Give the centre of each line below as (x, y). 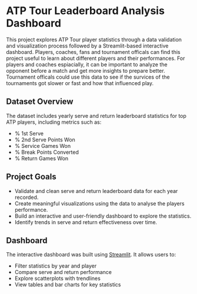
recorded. (26, 197)
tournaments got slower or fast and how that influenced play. (80, 83)
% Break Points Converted (47, 152)
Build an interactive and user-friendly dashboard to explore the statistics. (103, 216)
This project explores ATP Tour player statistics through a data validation (94, 39)
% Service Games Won (43, 146)
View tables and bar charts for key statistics (68, 285)
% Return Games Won (41, 158)
